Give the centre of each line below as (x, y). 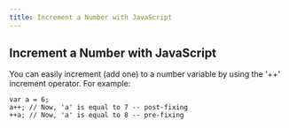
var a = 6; (29, 100)
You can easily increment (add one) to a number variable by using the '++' (145, 74)
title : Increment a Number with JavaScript (91, 17)
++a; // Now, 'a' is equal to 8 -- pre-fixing (97, 116)
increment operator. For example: (70, 84)
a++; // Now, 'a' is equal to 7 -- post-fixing (99, 108)
